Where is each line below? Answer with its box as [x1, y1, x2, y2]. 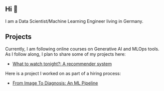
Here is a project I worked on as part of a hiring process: [5, 70, 121, 76]
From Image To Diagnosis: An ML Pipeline [12, 80, 98, 86]
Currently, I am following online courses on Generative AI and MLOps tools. [5, 46, 160, 52]
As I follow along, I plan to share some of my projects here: [5, 51, 126, 57]
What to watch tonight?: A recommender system [12, 61, 112, 67]
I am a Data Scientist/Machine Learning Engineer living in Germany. [5, 18, 144, 24]
